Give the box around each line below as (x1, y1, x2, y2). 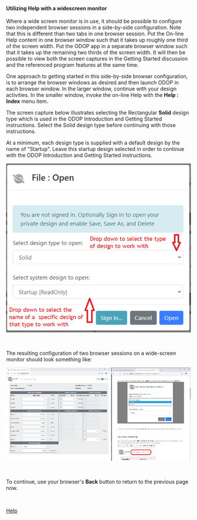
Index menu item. (6, 98, 49, 105)
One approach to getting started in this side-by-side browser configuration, (6, 73, 188, 80)
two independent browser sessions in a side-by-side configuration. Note (6, 24, 182, 31)
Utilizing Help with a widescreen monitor (6, 5, 107, 12)
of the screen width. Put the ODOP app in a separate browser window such (6, 43, 188, 50)
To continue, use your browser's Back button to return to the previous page (6, 478, 189, 485)
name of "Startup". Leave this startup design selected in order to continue (6, 146, 185, 153)
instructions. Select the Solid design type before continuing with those (6, 122, 176, 129)
